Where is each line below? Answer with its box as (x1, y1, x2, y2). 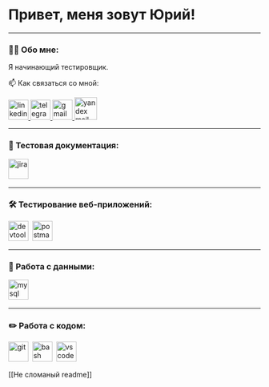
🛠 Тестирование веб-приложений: (8, 199, 153, 210)
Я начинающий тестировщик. (8, 62, 109, 72)
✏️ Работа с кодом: (8, 320, 86, 332)
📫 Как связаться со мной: (8, 79, 99, 88)
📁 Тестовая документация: (8, 140, 119, 151)
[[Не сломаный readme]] (8, 370, 92, 380)
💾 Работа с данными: (8, 260, 95, 272)
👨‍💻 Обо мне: (8, 44, 59, 55)
